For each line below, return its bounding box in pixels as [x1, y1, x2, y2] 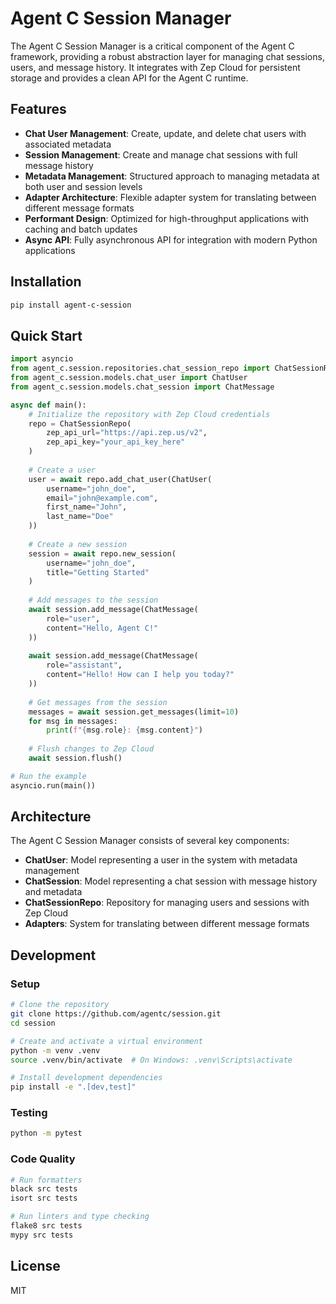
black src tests [10, 1184, 78, 1194]
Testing [10, 1106, 48, 1120]
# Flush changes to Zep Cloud [28, 744, 155, 754]
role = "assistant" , [46, 660, 123, 671]
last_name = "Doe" [46, 512, 114, 522]
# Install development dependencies [10, 1073, 163, 1083]
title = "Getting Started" [46, 567, 150, 577]
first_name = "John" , [46, 502, 128, 512]
